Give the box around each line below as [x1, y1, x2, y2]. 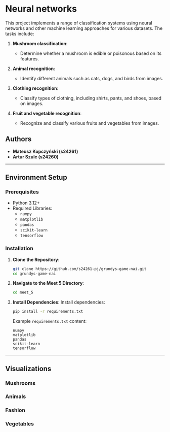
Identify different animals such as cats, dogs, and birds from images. [20, 75, 163, 81]
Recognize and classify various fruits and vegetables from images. [20, 120, 159, 126]
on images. [20, 100, 44, 107]
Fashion [5, 407, 25, 414]
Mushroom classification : [12, 40, 68, 46]
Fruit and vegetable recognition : [12, 110, 82, 116]
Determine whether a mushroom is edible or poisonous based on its [20, 50, 162, 56]
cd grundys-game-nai [12, 271, 56, 276]
